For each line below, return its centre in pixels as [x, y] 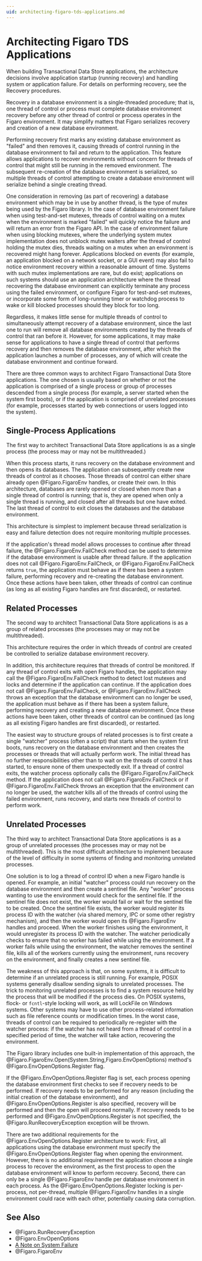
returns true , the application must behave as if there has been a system [95, 570]
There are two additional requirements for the [63, 1134]
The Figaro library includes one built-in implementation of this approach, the [101, 1053]
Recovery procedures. [34, 91]
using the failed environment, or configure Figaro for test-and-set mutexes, [99, 292]
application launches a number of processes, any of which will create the [97, 355]
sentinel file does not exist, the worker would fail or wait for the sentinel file [99, 902]
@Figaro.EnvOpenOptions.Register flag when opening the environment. [95, 1154]
